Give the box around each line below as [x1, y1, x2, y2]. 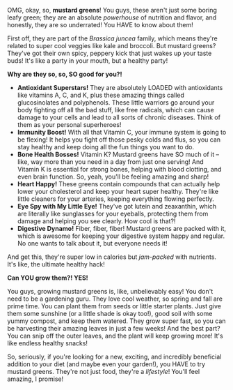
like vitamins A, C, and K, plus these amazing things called [17, 91, 184, 99]
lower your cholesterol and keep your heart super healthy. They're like [17, 188, 219, 195]
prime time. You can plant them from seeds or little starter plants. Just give [7, 302, 221, 310]
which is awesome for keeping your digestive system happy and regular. [17, 232, 225, 240]
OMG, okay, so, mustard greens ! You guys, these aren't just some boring [7, 6, 218, 14]
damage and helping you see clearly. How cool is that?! [17, 217, 176, 225]
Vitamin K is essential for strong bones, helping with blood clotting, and [17, 165, 222, 173]
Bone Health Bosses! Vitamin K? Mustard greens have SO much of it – [17, 150, 219, 158]
